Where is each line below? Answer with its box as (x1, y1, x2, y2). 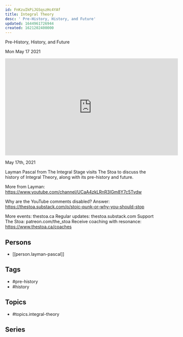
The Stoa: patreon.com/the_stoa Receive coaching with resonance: (5, 219, 142, 225)
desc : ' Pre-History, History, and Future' (5, 16, 96, 21)
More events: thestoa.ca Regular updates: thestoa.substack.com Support (5, 213, 154, 219)
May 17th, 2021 (5, 160, 36, 166)
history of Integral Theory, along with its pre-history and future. (5, 174, 134, 180)
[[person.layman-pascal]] (12, 251, 65, 257)
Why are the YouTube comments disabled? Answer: (5, 199, 110, 204)
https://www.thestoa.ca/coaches (5, 224, 72, 230)
